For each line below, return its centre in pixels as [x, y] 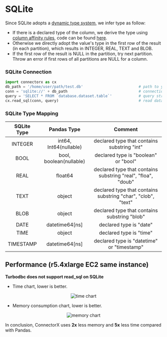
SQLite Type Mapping [32, 113]
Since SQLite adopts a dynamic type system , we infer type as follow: [75, 23]
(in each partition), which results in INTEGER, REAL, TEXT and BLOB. [83, 48]
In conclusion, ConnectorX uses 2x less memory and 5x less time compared [83, 325]
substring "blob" [126, 216]
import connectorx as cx [31, 82]
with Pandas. [18, 330]
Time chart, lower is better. [40, 286]
